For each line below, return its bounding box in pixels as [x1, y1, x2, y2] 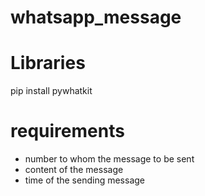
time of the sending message [24, 174, 145, 186]
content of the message [24, 164, 124, 176]
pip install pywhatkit [10, 85, 93, 97]
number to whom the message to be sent [24, 153, 195, 165]
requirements [10, 120, 125, 143]
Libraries [10, 52, 86, 75]
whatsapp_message [10, 6, 182, 29]
